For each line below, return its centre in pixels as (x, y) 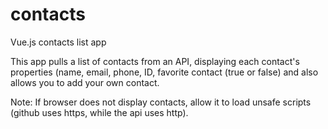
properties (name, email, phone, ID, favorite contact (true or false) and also (164, 72)
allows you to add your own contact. (85, 82)
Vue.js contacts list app (58, 42)
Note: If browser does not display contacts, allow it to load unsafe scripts (161, 102)
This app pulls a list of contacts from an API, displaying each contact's (155, 61)
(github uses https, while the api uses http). (99, 112)
